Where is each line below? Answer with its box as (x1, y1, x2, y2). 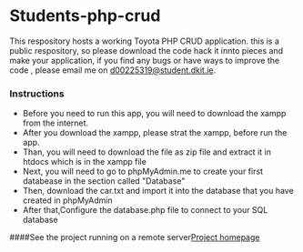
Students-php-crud (9, 5, 161, 26)
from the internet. (22, 117, 89, 128)
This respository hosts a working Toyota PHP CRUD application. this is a (9, 35, 280, 46)
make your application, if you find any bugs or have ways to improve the (9, 55, 280, 66)
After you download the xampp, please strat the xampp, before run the (22, 127, 288, 138)
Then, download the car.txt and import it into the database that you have (22, 186, 294, 197)
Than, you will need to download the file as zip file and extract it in (22, 146, 271, 157)
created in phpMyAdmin (22, 195, 113, 206)
